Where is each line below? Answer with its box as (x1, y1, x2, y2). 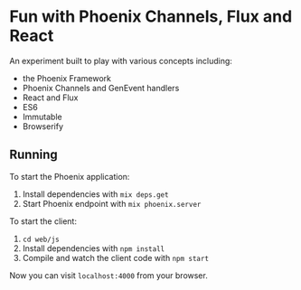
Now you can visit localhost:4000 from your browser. (9, 269, 208, 281)
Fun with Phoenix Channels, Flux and (9, 6, 293, 27)
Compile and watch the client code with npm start (22, 252, 210, 263)
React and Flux (22, 92, 79, 103)
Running (9, 147, 59, 163)
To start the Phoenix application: (9, 171, 130, 182)
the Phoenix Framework (22, 72, 111, 83)
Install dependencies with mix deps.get (22, 188, 169, 200)
